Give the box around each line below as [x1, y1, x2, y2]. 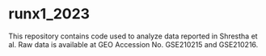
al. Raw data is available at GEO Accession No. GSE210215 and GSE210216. [8, 39, 259, 49]
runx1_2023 [8, 5, 91, 23]
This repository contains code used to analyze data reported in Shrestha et [8, 31, 258, 41]
